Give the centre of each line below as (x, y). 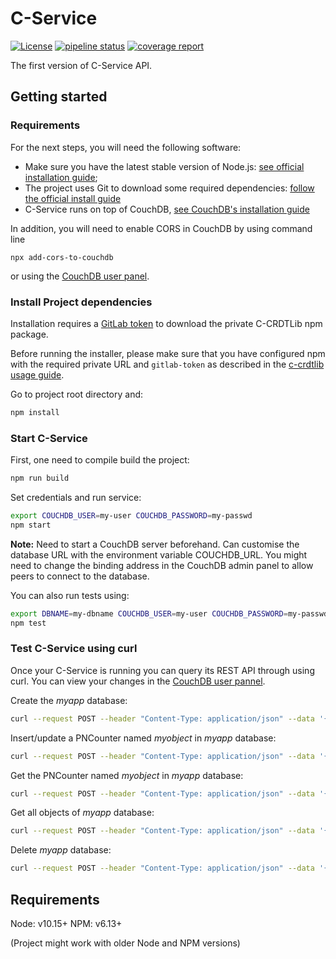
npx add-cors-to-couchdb (62, 257)
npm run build (40, 478)
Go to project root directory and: (77, 394)
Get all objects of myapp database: (82, 813)
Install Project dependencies (81, 302)
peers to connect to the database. (80, 576)
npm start (31, 525)
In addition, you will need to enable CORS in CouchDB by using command (161, 228)
